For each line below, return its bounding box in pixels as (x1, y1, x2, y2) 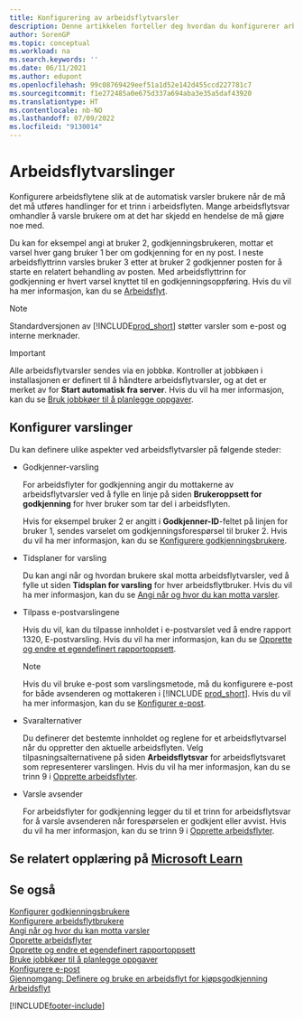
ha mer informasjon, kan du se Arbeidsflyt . (9, 285, 169, 296)
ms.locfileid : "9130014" (9, 123, 103, 132)
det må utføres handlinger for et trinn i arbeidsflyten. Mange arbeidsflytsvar (9, 201, 290, 211)
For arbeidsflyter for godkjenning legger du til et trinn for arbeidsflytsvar (22, 806, 291, 817)
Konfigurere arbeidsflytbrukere (9, 915, 124, 926)
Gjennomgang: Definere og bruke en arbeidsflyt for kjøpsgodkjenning (9, 973, 268, 984)
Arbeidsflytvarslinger (9, 162, 176, 182)
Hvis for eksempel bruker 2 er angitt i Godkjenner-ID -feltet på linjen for (22, 516, 289, 527)
